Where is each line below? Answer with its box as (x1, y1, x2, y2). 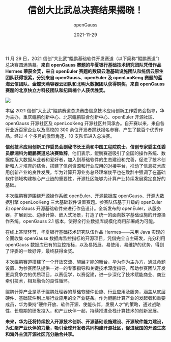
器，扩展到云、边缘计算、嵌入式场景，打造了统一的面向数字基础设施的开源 (5, 211, 161, 217)
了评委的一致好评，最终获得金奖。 (5, 247, 77, 254)
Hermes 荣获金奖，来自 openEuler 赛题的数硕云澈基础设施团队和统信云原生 (5, 68, 164, 74)
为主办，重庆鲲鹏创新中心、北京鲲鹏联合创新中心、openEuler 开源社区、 (5, 114, 157, 120)
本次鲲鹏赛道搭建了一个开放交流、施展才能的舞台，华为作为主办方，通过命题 (5, 259, 166, 265)
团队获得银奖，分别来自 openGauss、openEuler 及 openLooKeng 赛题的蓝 (5, 74, 163, 80)
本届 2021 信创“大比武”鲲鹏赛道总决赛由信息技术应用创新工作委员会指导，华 (5, 107, 164, 113)
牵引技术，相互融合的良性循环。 (5, 277, 72, 284)
